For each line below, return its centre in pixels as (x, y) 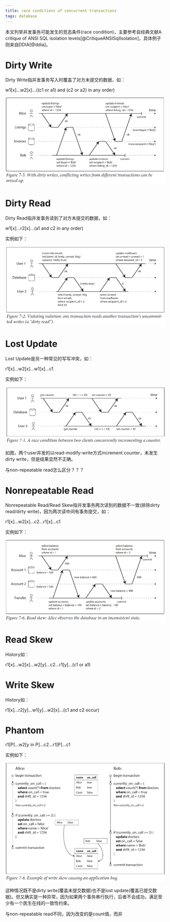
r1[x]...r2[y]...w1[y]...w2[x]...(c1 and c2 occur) (53, 710)
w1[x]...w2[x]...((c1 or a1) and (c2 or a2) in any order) (60, 90)
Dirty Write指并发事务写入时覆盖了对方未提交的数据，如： (65, 80)
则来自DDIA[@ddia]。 (28, 44)
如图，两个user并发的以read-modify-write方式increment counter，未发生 (82, 453)
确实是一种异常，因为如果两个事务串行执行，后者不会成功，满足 (91, 897)
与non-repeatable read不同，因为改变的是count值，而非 (64, 914)
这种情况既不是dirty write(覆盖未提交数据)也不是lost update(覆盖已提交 (79, 891)
